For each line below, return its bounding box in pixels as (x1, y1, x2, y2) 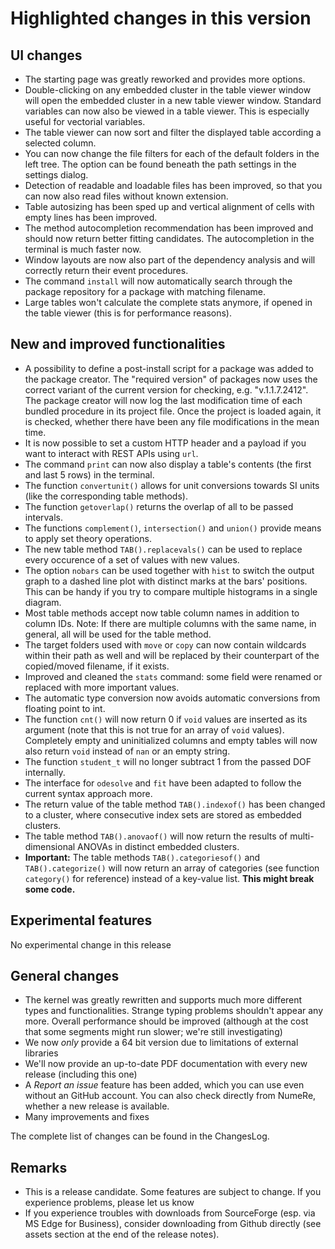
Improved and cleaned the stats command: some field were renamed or (24, 670, 323, 682)
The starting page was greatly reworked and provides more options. (24, 73, 306, 85)
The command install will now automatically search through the (24, 275, 293, 287)
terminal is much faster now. (24, 243, 142, 255)
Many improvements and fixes (24, 1111, 150, 1123)
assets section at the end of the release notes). (24, 1228, 220, 1241)
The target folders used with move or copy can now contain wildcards (24, 638, 307, 651)
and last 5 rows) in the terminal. (24, 468, 155, 481)
